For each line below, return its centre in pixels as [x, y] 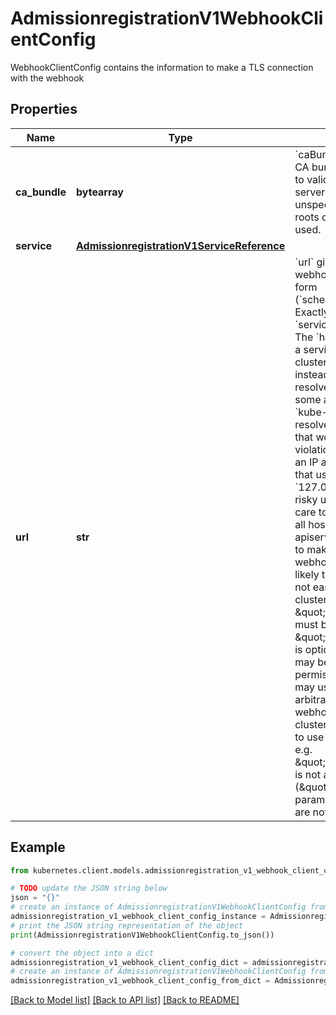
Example [38, 847]
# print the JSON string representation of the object [127, 925]
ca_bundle [41, 192]
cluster [311, 724]
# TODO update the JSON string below [89, 888]
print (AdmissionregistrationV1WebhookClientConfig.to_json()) [142, 935]
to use [309, 737]
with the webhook [47, 78]
